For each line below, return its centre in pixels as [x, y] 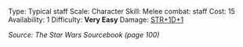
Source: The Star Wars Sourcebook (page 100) [84, 35]
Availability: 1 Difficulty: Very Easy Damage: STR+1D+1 [96, 20]
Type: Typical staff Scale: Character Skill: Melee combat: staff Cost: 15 [121, 11]
